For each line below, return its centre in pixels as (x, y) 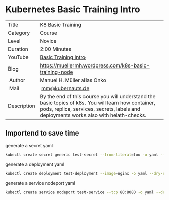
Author (17, 80)
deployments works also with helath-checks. (93, 115)
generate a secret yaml (29, 145)
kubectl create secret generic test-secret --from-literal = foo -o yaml (82, 155)
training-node (57, 72)
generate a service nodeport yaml (40, 183)
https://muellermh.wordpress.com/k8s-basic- (95, 65)
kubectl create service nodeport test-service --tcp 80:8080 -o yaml (80, 192)
